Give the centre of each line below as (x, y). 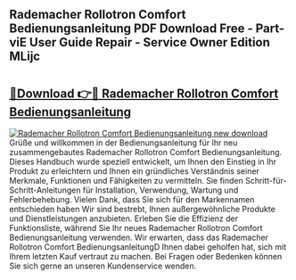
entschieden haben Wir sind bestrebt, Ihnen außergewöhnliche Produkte (143, 209)
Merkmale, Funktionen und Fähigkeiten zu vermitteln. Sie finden (126, 181)
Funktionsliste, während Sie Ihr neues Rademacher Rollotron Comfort (136, 228)
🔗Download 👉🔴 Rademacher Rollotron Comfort (144, 93)
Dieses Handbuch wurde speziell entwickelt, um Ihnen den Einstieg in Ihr (143, 161)
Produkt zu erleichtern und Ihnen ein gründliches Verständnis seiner (135, 171)
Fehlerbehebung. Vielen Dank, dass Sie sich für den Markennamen (132, 199)
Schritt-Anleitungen (45, 190)
